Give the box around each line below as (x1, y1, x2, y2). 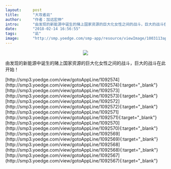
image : (5, 36, 19, 41)
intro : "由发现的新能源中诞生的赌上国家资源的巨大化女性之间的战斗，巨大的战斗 (5, 21, 164, 27)
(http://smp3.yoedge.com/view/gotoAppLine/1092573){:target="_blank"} (5, 93, 158, 99)
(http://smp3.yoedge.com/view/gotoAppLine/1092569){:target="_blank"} (5, 136, 158, 142)
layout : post (5, 7, 42, 13)
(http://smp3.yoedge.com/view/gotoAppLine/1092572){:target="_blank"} (5, 103, 158, 109)
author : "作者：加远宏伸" (5, 17, 64, 22)
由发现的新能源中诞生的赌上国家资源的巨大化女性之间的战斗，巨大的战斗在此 (5, 60, 166, 66)
